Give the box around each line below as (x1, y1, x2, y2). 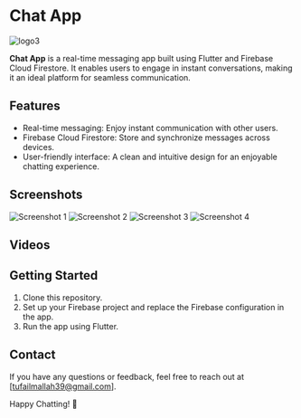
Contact (9, 347, 56, 363)
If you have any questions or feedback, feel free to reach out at (9, 371, 245, 382)
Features (9, 99, 61, 114)
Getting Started (9, 268, 99, 283)
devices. (22, 141, 55, 152)
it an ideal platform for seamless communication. (9, 71, 192, 82)
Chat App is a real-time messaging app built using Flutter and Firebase (9, 52, 274, 63)
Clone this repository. (22, 291, 103, 303)
